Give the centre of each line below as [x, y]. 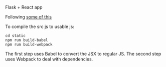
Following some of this [28, 17]
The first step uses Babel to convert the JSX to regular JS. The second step [83, 54]
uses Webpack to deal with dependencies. [49, 59]
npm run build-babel [27, 40]
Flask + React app [24, 7]
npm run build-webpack [29, 44]
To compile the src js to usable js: [40, 26]
